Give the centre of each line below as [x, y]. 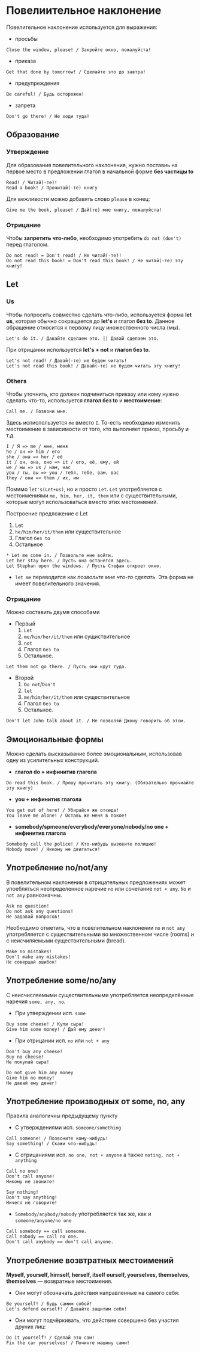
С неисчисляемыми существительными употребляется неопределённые [100, 995]
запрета [25, 105]
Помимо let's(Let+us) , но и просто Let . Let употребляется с [84, 489]
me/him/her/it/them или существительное [77, 697]
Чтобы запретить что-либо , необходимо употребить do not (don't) [94, 238]
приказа [25, 61]
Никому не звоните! [31, 1182]
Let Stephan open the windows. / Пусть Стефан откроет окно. [84, 566]
